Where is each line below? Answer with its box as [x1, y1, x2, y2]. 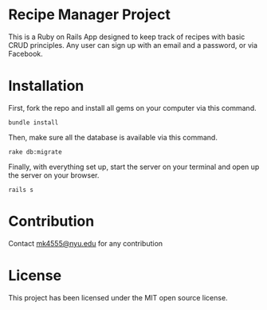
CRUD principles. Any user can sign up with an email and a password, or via [8, 40, 257, 49]
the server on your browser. [8, 170, 100, 180]
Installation [8, 77, 84, 95]
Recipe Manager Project [8, 6, 171, 24]
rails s [8, 186, 34, 194]
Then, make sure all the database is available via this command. [8, 132, 218, 142]
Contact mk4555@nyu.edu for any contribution [8, 238, 163, 248]
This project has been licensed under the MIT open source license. [8, 292, 229, 302]
